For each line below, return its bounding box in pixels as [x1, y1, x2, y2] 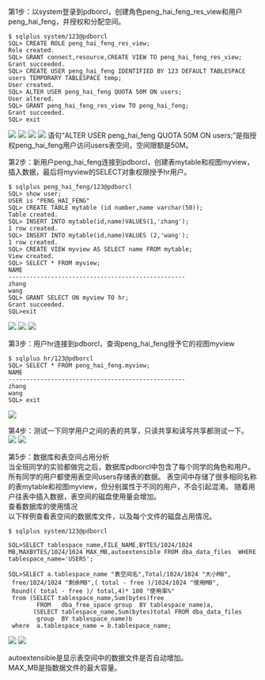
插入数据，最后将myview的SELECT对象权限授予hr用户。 [8, 167, 191, 177]
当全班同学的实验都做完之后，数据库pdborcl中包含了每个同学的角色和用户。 [8, 462, 256, 471]
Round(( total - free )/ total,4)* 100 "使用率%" [11, 587, 176, 595]
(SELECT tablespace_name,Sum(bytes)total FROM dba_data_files [32, 608, 243, 616]
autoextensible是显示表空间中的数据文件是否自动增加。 [8, 653, 188, 663]
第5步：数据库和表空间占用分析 [8, 452, 110, 462]
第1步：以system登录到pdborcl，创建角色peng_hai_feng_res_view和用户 [8, 7, 243, 16]
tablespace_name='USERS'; [8, 555, 93, 563]
